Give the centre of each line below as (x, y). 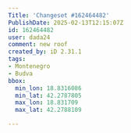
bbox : (17, 81)
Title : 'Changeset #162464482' (59, 15)
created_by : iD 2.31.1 (45, 52)
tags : (17, 59)
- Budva (21, 74)
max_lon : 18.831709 (47, 102)
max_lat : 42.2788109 (48, 110)
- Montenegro (29, 66)
